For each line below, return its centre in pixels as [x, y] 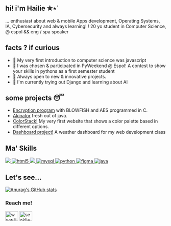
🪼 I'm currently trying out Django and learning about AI [70, 82]
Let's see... [23, 177]
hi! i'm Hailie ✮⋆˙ [32, 8]
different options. [31, 127]
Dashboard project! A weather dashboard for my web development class [89, 132]
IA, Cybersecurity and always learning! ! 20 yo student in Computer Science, [86, 26]
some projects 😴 [35, 98]
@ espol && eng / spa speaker [37, 32]
